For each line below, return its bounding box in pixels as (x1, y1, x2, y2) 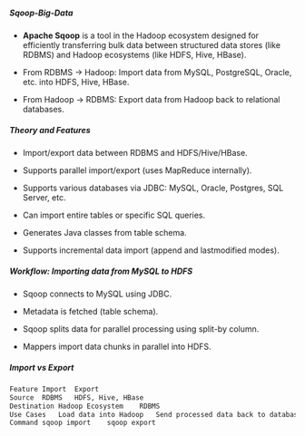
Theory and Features (9, 124, 91, 135)
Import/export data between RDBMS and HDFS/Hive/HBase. (22, 147, 248, 158)
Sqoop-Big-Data (9, 7, 74, 18)
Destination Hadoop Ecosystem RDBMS (9, 402, 161, 411)
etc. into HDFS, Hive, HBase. (22, 76, 130, 87)
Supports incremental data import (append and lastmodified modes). (22, 245, 280, 256)
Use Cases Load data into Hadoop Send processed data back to (9, 410, 266, 419)
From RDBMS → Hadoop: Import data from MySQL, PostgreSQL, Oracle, (22, 66, 292, 77)
